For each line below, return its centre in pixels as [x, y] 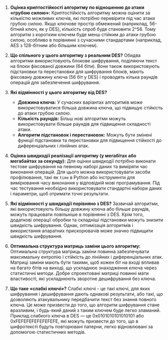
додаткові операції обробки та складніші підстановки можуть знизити [87, 220]
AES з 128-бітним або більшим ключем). [54, 45]
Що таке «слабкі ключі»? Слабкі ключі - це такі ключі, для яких [80, 289]
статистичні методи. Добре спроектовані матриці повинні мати [79, 273]
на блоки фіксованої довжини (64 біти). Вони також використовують [85, 66]
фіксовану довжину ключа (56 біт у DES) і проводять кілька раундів [84, 77]
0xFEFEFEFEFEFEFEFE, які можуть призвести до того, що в [74, 321]
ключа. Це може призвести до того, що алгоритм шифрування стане [85, 305]
